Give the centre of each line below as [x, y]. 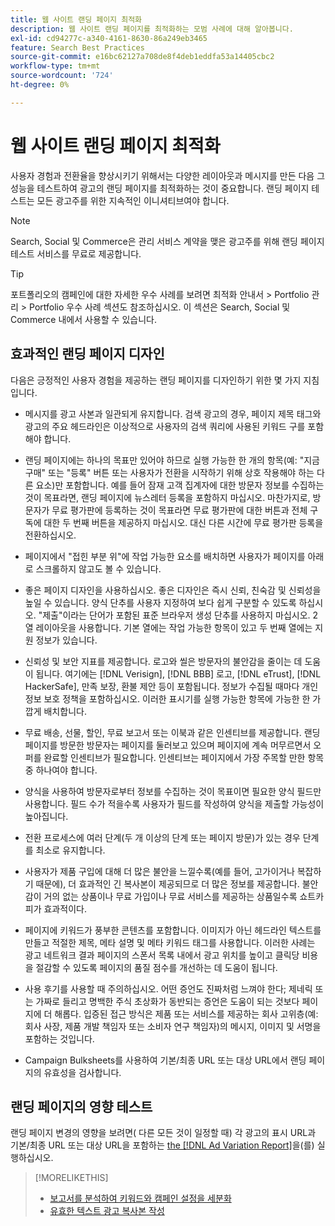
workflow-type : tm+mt [55, 66]
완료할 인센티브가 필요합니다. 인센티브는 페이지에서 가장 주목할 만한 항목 [184, 757]
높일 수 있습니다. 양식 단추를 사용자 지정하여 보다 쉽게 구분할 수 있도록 [160, 602]
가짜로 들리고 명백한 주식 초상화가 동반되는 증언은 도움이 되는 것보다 [167, 1001]
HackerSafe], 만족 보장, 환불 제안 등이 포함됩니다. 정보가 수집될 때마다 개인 [171, 686]
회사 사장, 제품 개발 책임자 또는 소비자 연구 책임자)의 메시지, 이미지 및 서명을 [173, 1026]
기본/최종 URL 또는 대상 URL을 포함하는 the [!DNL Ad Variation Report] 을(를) [162, 1145]
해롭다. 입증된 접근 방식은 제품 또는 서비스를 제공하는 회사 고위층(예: [186, 1013]
